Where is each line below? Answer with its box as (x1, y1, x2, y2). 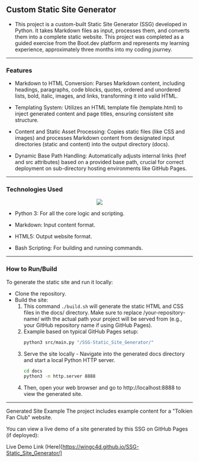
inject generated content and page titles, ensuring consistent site (14, 110, 174, 118)
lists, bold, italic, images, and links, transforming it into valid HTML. (14, 92, 178, 100)
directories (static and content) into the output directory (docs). (14, 141, 170, 148)
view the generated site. (23, 391, 83, 398)
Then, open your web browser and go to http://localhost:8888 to (23, 384, 181, 391)
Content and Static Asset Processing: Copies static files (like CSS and (14, 128, 185, 136)
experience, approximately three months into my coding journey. (14, 46, 173, 53)
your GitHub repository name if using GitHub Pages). (23, 321, 153, 329)
